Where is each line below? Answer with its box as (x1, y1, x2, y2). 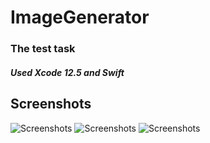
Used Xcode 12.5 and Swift (10, 66, 125, 78)
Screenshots (10, 96, 92, 113)
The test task (10, 42, 76, 56)
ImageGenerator (10, 6, 150, 29)
